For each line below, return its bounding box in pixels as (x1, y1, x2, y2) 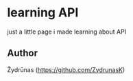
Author (7, 47, 38, 59)
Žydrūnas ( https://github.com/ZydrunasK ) (7, 65, 125, 73)
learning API (7, 5, 79, 21)
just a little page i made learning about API (7, 27, 127, 36)
